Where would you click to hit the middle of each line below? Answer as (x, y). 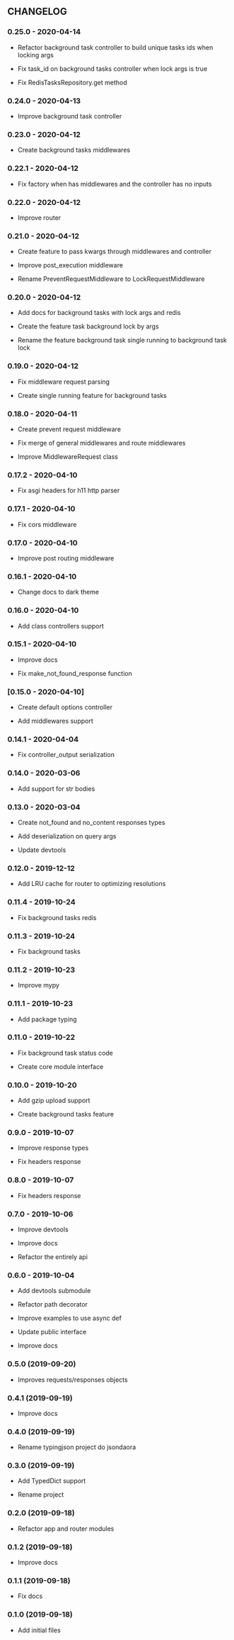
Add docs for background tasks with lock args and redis (99, 313)
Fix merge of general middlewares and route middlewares (101, 443)
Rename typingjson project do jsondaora (77, 1447)
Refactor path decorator (53, 1304)
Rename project (41, 1495)
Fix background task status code (65, 1053)
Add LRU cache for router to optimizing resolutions (92, 884)
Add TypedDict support (52, 1481)
